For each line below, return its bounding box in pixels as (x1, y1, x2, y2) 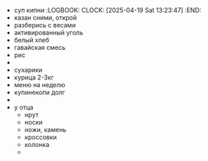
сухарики (13, 66, 43, 74)
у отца (13, 103, 34, 111)
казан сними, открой (13, 13, 77, 22)
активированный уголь (13, 28, 84, 37)
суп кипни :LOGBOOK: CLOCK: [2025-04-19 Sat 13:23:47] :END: (13, 6, 202, 14)
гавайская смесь (13, 44, 65, 51)
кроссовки (24, 133, 58, 141)
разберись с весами (13, 21, 76, 29)
